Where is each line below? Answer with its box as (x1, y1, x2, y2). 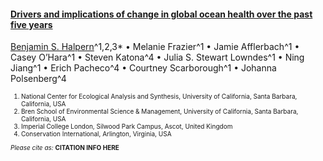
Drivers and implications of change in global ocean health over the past (10, 8, 313, 20)
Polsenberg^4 (10, 73, 67, 85)
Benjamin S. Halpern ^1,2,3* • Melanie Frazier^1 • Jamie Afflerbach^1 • (10, 41, 300, 53)
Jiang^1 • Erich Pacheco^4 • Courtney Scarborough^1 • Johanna (10, 62, 277, 74)
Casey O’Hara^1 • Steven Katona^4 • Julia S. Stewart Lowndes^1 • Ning (10, 51, 305, 64)
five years (10, 18, 53, 30)
